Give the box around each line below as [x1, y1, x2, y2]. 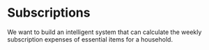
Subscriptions [7, 5, 91, 21]
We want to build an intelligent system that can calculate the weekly [7, 28, 202, 36]
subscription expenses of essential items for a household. [7, 35, 173, 43]
